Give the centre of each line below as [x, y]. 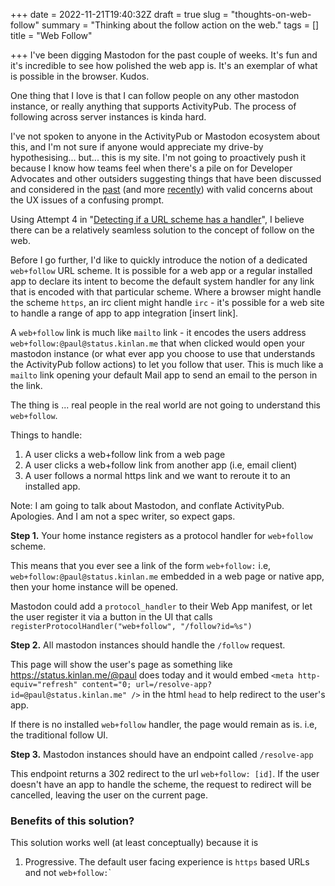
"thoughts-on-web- [271, 14]
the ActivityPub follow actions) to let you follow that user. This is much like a [167, 364]
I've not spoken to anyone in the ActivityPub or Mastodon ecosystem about [165, 136]
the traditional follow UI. [59, 735]
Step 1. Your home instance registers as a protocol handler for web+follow [161, 535]
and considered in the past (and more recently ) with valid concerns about [161, 189]
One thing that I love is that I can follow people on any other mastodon [155, 95]
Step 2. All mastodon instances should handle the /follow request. [148, 645]
